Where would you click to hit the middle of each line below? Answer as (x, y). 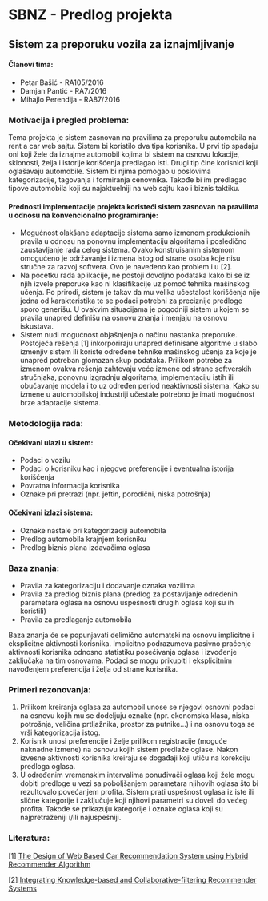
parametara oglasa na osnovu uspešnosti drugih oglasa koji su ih (127, 602)
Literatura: (29, 839)
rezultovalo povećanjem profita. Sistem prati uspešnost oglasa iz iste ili (137, 792)
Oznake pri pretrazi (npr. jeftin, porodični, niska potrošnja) (115, 494)
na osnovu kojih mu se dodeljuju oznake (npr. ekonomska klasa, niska (134, 716)
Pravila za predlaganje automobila (76, 619)
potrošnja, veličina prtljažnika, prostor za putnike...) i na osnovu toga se (138, 724)
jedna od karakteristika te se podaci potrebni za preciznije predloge (131, 301)
